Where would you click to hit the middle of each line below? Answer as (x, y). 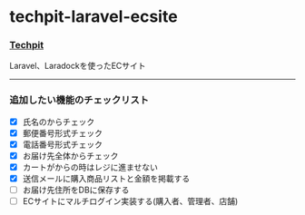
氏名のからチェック (59, 122)
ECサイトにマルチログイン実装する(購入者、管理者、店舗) (130, 201)
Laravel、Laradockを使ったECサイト (78, 66)
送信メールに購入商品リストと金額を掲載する (106, 179)
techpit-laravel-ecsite (94, 17)
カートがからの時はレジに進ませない (90, 167)
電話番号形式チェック (62, 144)
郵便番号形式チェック (62, 132)
